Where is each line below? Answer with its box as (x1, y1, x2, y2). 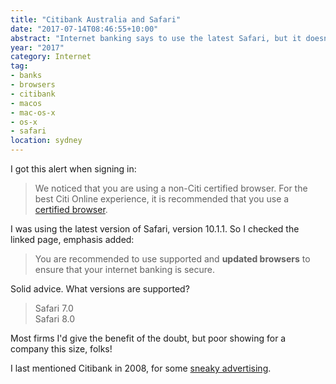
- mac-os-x (10, 107, 56, 118)
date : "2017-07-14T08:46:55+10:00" (10, 24, 159, 34)
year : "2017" (10, 42, 65, 53)
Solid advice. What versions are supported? (10, 283, 190, 295)
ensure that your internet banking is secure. (34, 264, 215, 275)
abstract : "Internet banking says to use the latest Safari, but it (10, 33, 302, 43)
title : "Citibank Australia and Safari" (10, 14, 182, 25)
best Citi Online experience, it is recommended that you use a (34, 193, 290, 205)
